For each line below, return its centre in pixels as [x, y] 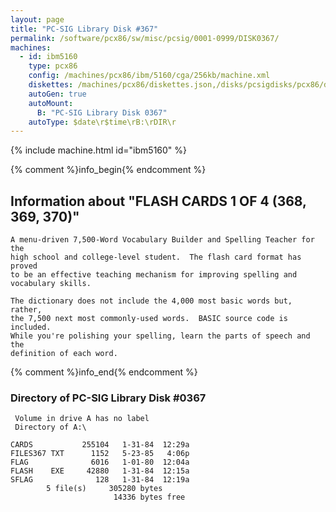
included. [31, 327]
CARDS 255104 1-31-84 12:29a [100, 445]
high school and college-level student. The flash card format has [156, 257]
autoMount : [51, 103]
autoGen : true [57, 94]
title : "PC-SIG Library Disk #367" [84, 29]
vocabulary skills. [51, 284]
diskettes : [51, 85]
